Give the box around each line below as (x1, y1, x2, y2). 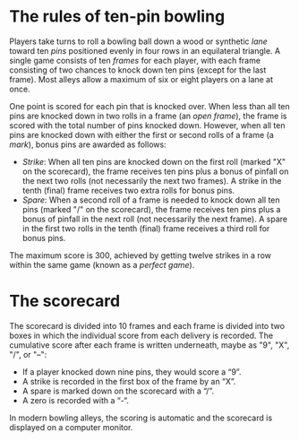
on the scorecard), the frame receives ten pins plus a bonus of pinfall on (21, 166, 289, 177)
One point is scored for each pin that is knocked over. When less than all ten (9, 100, 291, 111)
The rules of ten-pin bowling (9, 6, 226, 27)
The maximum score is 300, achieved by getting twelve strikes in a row (9, 249, 271, 261)
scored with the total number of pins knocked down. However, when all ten (9, 119, 286, 131)
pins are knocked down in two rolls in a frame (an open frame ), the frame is (9, 110, 287, 121)
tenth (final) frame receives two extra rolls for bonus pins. (21, 185, 235, 195)
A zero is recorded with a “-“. (21, 394, 130, 405)
